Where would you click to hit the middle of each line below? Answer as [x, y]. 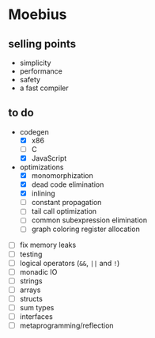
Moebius [38, 15]
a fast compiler [44, 88]
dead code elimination [68, 184]
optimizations [42, 167]
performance [41, 71]
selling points [42, 44]
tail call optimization [64, 211]
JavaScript [49, 158]
